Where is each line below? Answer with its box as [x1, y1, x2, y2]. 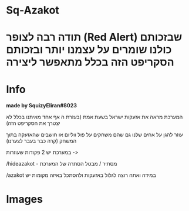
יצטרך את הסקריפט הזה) [6, 120, 60, 127]
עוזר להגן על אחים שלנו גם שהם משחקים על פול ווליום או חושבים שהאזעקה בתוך [6, 131, 183, 139]
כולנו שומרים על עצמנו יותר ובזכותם [6, 43, 172, 57]
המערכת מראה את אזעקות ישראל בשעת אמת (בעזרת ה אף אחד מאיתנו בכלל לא [6, 113, 183, 121]
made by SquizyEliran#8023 [6, 102, 77, 109]
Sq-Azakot [6, 4, 60, 17]
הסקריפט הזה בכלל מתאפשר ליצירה [6, 55, 174, 69]
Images [6, 192, 43, 206]
